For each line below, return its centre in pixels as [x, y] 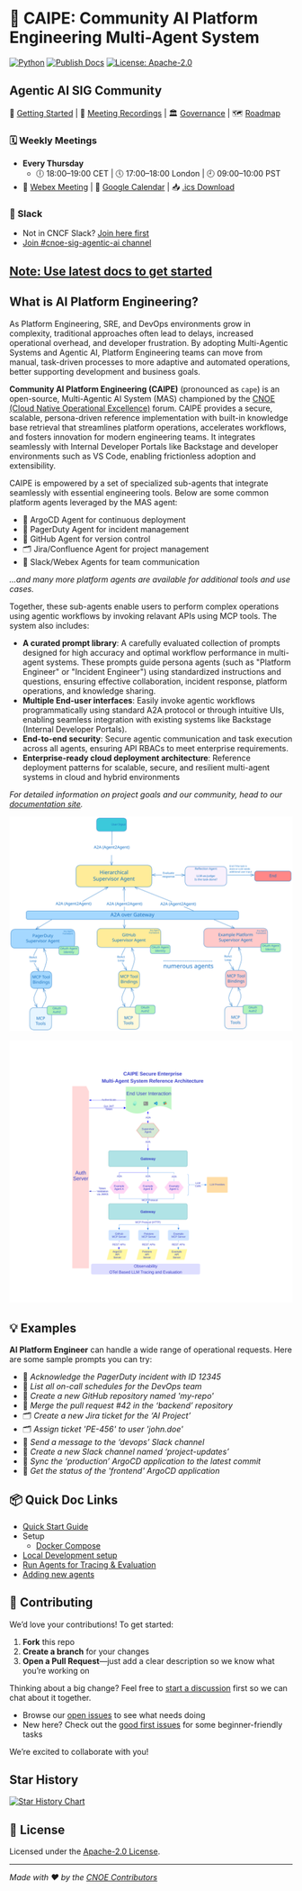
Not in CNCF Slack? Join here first [86, 233]
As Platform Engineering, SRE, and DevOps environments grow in [130, 323]
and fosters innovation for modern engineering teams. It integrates [133, 437]
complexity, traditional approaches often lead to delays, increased [132, 333]
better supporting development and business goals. [105, 371]
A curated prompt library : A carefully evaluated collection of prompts [151, 642]
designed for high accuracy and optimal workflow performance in [144, 652]
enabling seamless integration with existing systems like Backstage [147, 719]
